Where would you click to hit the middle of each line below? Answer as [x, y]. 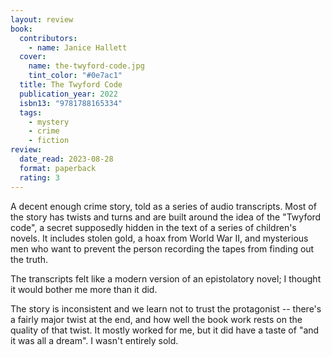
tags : [31, 112]
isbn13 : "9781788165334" [71, 103]
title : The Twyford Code [71, 85]
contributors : [48, 38]
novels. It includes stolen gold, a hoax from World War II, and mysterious [159, 238]
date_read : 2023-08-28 [66, 159]
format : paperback [58, 168]
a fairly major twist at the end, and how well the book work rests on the [156, 319]
